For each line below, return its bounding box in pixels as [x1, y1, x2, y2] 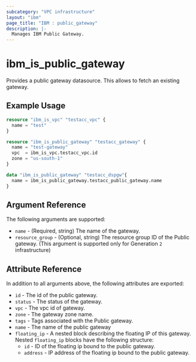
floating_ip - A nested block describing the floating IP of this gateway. [14, 330, 191, 337]
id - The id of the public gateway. [14, 292, 98, 299]
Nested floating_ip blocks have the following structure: [14, 336, 154, 343]
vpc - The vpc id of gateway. [14, 304, 85, 311]
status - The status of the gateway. [14, 298, 103, 305]
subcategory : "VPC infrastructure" [6, 8, 95, 15]
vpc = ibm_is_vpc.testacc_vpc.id [11, 150, 98, 156]
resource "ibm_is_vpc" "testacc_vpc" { [6, 117, 106, 123]
